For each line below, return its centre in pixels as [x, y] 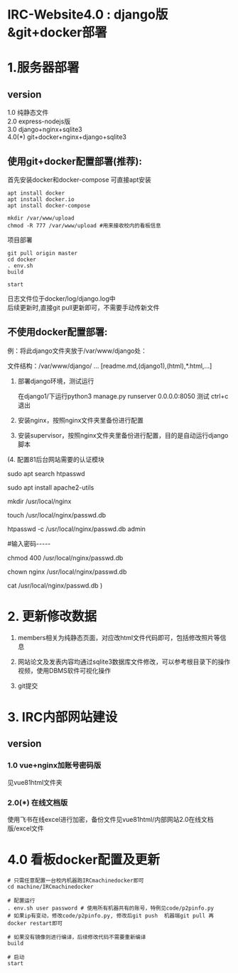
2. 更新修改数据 [52, 617]
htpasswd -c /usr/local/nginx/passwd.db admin [76, 529]
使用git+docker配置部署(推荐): [75, 161]
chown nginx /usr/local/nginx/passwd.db [67, 572]
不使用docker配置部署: [58, 332]
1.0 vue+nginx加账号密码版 [54, 766]
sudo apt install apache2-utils [51, 487]
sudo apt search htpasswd [46, 473]
